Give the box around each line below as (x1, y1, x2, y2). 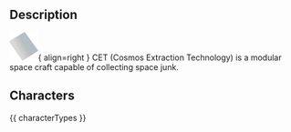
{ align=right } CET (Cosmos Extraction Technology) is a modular (37, 52, 282, 63)
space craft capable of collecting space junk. (9, 61, 180, 72)
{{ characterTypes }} (9, 112, 87, 123)
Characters (9, 88, 75, 104)
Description (9, 7, 78, 23)
